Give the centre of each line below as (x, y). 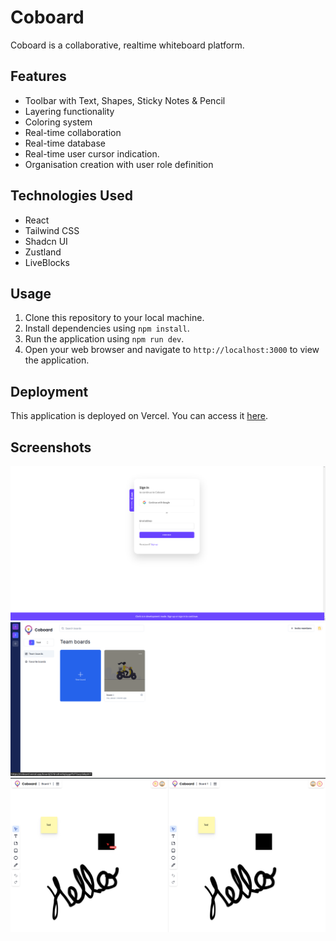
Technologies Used (71, 196)
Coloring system (58, 122)
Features (38, 76)
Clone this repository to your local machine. (114, 318)
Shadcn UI (46, 241)
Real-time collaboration (73, 132)
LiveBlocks (47, 262)
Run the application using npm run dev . (104, 339)
